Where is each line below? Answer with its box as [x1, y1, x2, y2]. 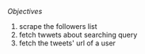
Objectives [7, 7, 43, 16]
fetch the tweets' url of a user [18, 38, 116, 48]
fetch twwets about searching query [18, 31, 138, 39]
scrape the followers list [18, 22, 97, 31]
